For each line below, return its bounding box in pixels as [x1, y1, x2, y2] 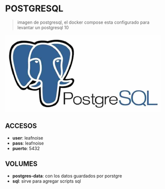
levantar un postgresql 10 [17, 24, 69, 30]
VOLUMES [5, 160, 38, 168]
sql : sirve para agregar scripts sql [12, 178, 82, 184]
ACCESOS [5, 122, 37, 130]
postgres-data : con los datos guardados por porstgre [12, 173, 123, 179]
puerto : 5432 [12, 145, 40, 151]
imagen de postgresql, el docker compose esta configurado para [17, 19, 150, 25]
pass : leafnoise [12, 140, 44, 146]
